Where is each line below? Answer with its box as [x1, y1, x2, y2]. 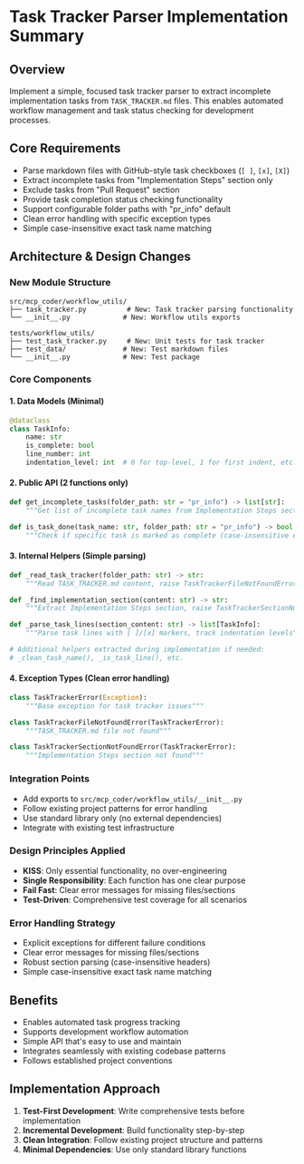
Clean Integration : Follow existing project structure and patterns [22, 1134, 263, 1145]
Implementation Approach [9, 1082, 161, 1097]
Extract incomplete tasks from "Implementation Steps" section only [22, 174, 273, 185]
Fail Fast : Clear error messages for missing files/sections [22, 884, 236, 895]
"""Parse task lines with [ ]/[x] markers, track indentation [25, 628, 265, 638]
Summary [9, 25, 84, 46]
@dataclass [9, 415, 51, 425]
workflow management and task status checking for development [9, 105, 254, 115]
